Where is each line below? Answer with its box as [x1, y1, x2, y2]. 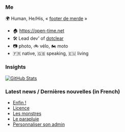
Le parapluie [12, 116, 39, 122]
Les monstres [12, 110, 42, 116]
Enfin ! [12, 99, 27, 105]
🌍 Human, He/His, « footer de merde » [5, 15, 88, 21]
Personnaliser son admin [12, 121, 65, 127]
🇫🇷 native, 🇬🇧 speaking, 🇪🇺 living [12, 50, 89, 57]
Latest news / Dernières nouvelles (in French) [5, 88, 120, 95]
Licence [12, 105, 30, 111]
